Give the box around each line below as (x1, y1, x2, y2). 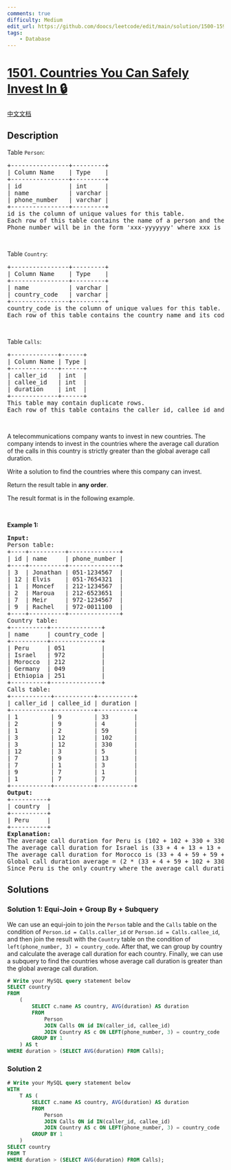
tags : (7, 29, 23, 36)
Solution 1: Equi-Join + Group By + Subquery (7, 904, 159, 914)
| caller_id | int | (7, 371, 87, 379)
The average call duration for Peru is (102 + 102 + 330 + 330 (7, 837, 225, 844)
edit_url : (7, 23, 36, 30)
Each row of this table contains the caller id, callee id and (7, 405, 225, 414)
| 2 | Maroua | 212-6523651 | (7, 589, 124, 597)
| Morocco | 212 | (7, 658, 105, 666)
